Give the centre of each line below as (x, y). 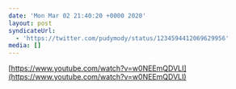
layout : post (30, 23)
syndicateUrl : (32, 30)
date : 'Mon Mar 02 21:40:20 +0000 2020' (78, 16)
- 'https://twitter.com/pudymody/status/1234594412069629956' (122, 38)
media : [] (25, 46)
